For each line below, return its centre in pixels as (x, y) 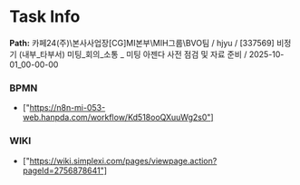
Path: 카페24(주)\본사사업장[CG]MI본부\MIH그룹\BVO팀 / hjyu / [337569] (142, 43)
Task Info (45, 17)
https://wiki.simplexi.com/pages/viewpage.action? (123, 161)
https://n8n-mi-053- (68, 108)
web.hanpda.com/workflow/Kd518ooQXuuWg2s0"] (118, 117)
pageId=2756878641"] (64, 170)
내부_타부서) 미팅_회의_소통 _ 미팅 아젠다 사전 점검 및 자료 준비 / (134, 54)
